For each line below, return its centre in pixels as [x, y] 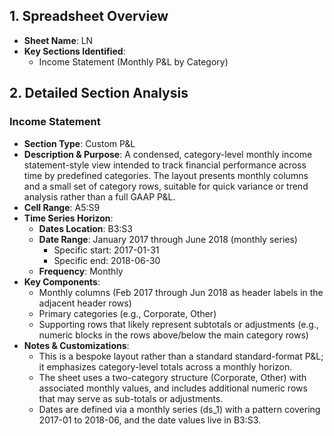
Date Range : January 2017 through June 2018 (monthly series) [168, 239]
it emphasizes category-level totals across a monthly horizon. [165, 366]
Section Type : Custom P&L [79, 143]
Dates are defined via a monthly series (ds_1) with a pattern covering [179, 409]
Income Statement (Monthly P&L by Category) [133, 61]
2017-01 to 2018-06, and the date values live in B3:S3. [150, 420]
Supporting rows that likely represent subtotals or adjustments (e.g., [178, 324]
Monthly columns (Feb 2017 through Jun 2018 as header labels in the [181, 292]
